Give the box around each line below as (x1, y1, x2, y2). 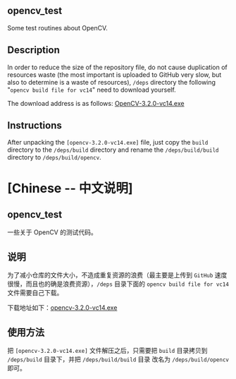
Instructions (7, 119, 62, 132)
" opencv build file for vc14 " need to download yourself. (7, 85, 176, 94)
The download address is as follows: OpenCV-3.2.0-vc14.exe (7, 99, 185, 107)
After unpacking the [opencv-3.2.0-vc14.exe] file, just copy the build (7, 138, 209, 147)
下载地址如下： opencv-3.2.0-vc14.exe (7, 303, 118, 312)
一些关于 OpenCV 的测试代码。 (7, 228, 97, 236)
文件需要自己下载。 (7, 289, 63, 297)
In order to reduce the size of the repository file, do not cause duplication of (7, 63, 228, 71)
